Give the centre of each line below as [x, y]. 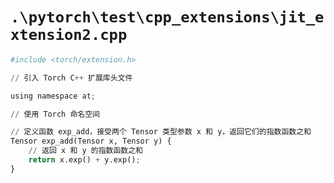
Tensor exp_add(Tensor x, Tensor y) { [91, 141]
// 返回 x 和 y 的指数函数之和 [85, 151]
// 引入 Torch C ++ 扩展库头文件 [71, 78]
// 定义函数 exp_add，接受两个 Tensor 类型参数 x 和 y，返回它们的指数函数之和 [161, 132]
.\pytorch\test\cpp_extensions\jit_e [167, 17]
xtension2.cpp [69, 35]
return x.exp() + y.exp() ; [84, 160]
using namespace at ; [53, 96]
